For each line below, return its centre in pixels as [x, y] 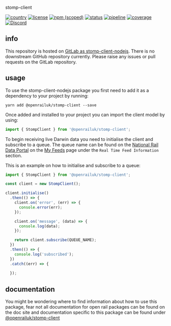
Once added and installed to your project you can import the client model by [85, 114]
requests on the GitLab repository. [41, 62]
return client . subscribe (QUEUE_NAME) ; [55, 240]
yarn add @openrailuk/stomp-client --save [51, 105]
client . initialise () [27, 193]
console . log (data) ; [39, 226]
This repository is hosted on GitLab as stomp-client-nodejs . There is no [80, 51]
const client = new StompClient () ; [43, 184]
